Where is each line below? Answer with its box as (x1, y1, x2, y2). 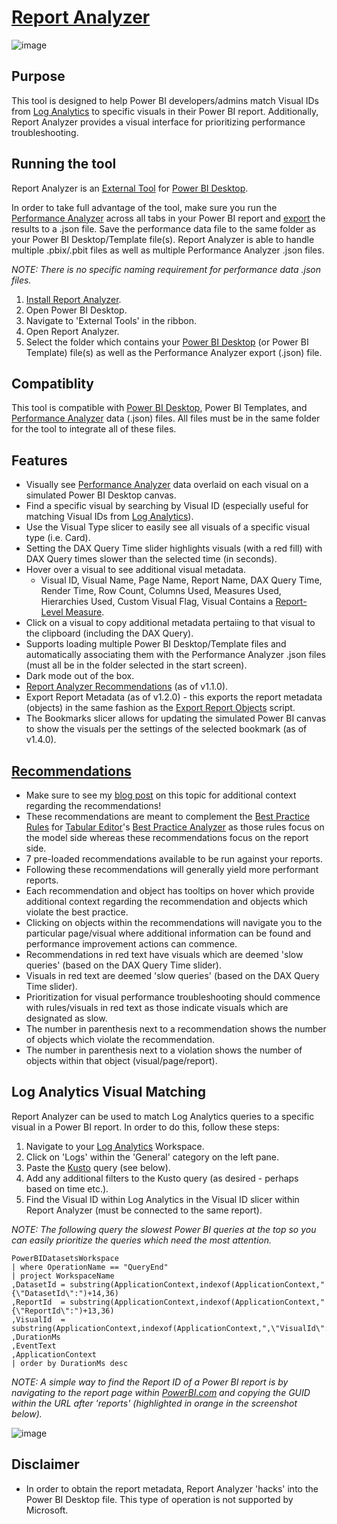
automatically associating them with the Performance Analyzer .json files (25, 649, 327, 661)
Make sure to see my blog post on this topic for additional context (25, 789, 297, 801)
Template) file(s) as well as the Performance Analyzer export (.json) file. (25, 346, 323, 358)
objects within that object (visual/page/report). (25, 1055, 218, 1066)
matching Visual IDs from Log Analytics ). (25, 511, 194, 523)
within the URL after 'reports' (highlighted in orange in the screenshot (11, 1397, 298, 1409)
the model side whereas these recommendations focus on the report (25, 832, 309, 843)
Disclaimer (11, 1456, 80, 1473)
